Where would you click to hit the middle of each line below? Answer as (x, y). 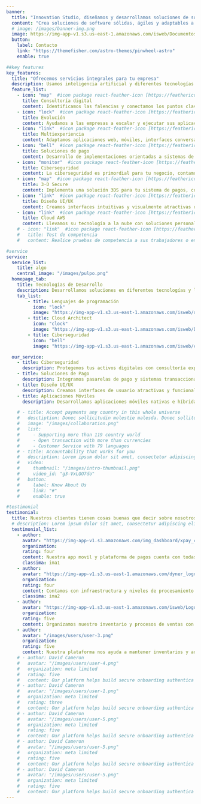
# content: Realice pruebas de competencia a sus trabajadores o (103, 240)
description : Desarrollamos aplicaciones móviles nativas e (98, 402)
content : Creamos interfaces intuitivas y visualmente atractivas (106, 207)
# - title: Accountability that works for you (76, 452)
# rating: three (40, 703)
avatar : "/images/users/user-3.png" (68, 635)
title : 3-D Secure (45, 185)
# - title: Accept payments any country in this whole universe (99, 413)
